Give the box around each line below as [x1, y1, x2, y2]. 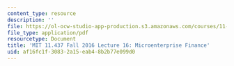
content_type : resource [7, 10, 77, 17]
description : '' [7, 16, 54, 23]
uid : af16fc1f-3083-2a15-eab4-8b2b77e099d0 [7, 49, 136, 56]
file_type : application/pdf [7, 29, 89, 36]
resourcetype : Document [7, 36, 77, 43]
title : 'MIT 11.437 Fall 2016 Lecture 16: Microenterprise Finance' [7, 42, 210, 49]
